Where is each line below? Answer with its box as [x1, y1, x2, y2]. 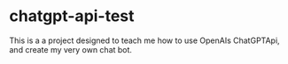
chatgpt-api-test [9, 6, 135, 26]
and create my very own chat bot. [9, 44, 133, 54]
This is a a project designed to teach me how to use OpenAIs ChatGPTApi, [9, 35, 281, 46]
